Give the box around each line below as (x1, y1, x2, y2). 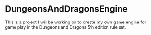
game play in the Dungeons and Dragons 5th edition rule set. (5, 24, 126, 30)
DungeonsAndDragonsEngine (5, 3, 128, 14)
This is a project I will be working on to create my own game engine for (5, 19, 147, 25)
